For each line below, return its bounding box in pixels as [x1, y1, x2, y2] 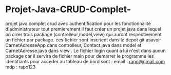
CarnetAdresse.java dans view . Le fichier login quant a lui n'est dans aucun [5, 47, 166, 54]
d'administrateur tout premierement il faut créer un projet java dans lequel [5, 26, 162, 32]
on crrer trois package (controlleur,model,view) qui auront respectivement [5, 31, 162, 37]
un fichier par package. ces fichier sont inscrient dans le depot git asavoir [5, 37, 161, 43]
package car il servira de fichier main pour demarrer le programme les [5, 53, 154, 59]
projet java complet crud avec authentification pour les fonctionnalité [5, 20, 151, 27]
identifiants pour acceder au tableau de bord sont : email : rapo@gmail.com [5, 58, 165, 64]
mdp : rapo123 [5, 64, 36, 70]
